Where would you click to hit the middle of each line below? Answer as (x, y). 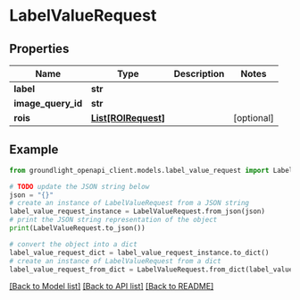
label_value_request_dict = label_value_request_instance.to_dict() (139, 253)
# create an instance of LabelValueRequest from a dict (115, 261)
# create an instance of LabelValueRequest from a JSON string (129, 203)
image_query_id (48, 103)
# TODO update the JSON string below (79, 186)
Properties (39, 49)
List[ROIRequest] (128, 118)
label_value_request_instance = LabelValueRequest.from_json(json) (137, 211)
